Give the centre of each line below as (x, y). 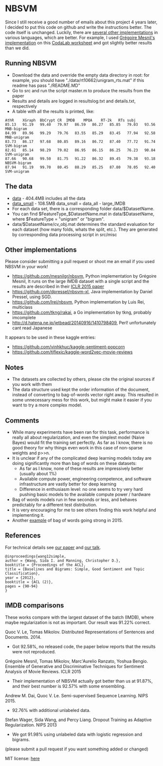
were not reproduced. (34, 651)
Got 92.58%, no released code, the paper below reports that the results (84, 646)
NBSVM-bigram (18, 163)
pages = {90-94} (21, 586)
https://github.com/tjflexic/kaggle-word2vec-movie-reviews (72, 352)
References (23, 535)
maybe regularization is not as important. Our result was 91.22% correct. (78, 622)
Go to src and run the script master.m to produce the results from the (81, 90)
